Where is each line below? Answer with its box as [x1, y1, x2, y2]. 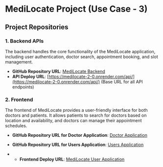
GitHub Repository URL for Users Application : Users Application [12, 142, 144, 147]
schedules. [5, 123, 27, 129]
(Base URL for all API [101, 79, 143, 84]
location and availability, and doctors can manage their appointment [5, 118, 142, 124]
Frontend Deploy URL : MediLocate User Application [19, 156, 125, 162]
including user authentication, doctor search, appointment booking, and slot [5, 54, 158, 60]
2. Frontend [5, 96, 33, 103]
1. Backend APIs [5, 38, 44, 44]
